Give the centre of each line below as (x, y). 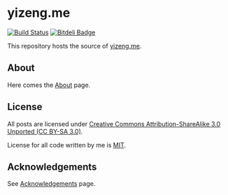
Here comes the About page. (49, 85)
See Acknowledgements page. (51, 184)
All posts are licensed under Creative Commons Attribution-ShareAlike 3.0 (114, 123)
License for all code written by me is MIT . (67, 144)
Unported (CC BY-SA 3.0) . (45, 131)
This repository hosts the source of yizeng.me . (74, 46)
